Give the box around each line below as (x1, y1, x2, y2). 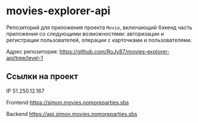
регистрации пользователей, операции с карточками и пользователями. (6, 36, 193, 43)
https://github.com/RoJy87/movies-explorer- (59, 48, 170, 55)
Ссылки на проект (6, 71, 79, 81)
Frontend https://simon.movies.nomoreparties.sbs (6, 99, 129, 106)
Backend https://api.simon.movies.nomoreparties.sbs (6, 110, 138, 117)
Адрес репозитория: (6, 48, 58, 55)
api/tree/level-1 (6, 54, 44, 61)
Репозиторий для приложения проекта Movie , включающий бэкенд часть (6, 24, 193, 31)
